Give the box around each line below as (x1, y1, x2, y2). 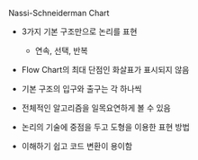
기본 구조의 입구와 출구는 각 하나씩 (21, 84, 142, 93)
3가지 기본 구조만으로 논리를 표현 (21, 26, 138, 37)
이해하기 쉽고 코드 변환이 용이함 (21, 141, 132, 151)
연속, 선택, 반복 (34, 45, 88, 56)
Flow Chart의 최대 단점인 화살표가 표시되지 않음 (21, 65, 190, 75)
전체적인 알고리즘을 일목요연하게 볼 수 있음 (21, 102, 172, 113)
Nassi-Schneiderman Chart (8, 8, 110, 18)
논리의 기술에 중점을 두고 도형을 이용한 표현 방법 (21, 121, 190, 132)
